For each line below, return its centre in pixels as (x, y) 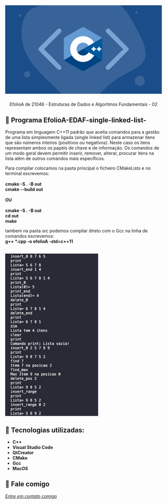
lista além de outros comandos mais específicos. (55, 159)
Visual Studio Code (33, 447)
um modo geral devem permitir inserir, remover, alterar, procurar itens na (80, 153)
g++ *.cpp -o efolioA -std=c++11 (39, 241)
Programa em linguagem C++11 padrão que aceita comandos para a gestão (83, 132)
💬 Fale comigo (27, 484)
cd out (12, 216)
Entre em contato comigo (31, 496)
